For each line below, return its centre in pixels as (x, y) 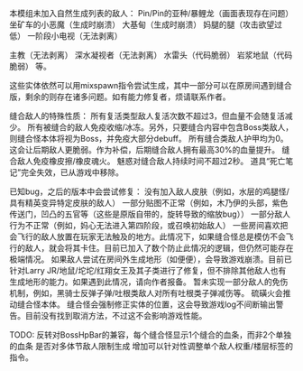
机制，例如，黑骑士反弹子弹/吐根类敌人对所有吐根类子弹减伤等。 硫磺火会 (146, 293)
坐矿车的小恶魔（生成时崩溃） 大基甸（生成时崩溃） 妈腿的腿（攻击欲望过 (146, 24)
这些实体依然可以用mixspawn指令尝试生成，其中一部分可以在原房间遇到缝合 (151, 85)
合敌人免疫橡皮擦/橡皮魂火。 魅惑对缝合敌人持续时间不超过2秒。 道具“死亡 (147, 161)
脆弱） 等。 (30, 66)
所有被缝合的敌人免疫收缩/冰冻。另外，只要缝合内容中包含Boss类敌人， (160, 127)
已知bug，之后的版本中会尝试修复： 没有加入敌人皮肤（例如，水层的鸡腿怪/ (150, 191)
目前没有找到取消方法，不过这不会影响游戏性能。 (116, 315)
